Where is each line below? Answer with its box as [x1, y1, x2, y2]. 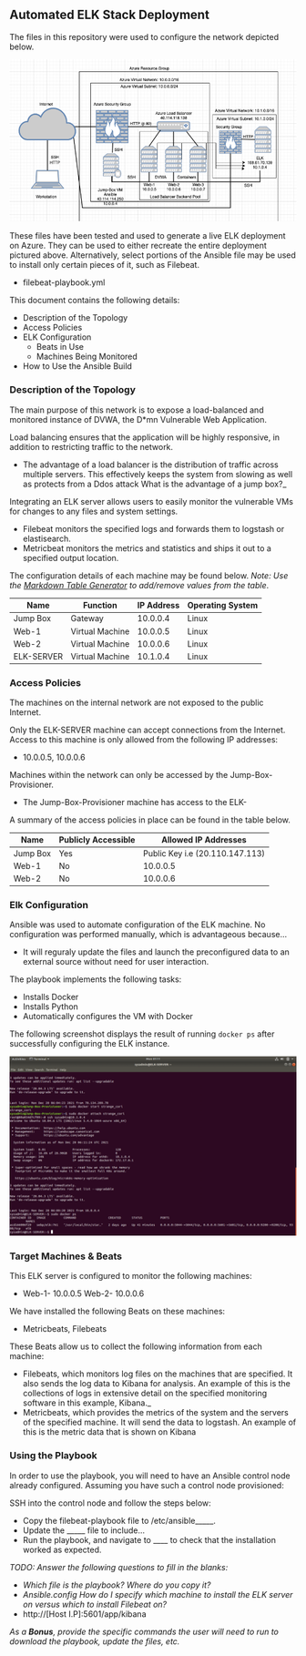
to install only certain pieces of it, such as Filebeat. [9, 260, 200, 271]
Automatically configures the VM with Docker [22, 1011, 194, 1022]
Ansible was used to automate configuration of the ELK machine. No [9, 919, 266, 930]
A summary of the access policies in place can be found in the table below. [9, 814, 291, 825]
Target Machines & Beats [9, 1250, 123, 1262]
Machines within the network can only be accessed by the [9, 769, 229, 780]
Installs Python [22, 1001, 79, 1012]
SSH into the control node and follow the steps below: [9, 1498, 211, 1508]
